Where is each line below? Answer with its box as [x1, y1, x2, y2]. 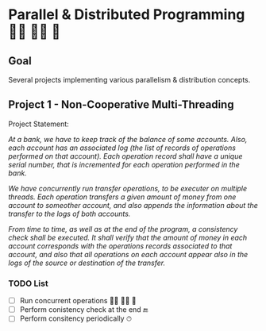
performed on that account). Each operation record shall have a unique [8, 151, 243, 160]
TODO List [8, 278, 49, 289]
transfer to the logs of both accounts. [8, 209, 131, 218]
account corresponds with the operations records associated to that [8, 241, 233, 251]
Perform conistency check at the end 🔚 [19, 305, 148, 314]
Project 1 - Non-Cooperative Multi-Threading [8, 98, 234, 112]
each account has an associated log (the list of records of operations [8, 143, 237, 152]
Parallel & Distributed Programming [8, 6, 245, 24]
